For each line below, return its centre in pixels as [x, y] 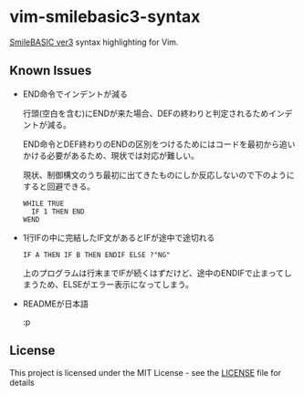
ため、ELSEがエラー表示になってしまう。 [116, 284]
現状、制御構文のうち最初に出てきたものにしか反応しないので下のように [158, 174]
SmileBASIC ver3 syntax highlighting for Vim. [94, 42]
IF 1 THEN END [58, 212]
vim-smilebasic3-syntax [105, 17]
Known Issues [51, 71]
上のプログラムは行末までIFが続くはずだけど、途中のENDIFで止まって [153, 273]
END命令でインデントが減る [75, 94]
